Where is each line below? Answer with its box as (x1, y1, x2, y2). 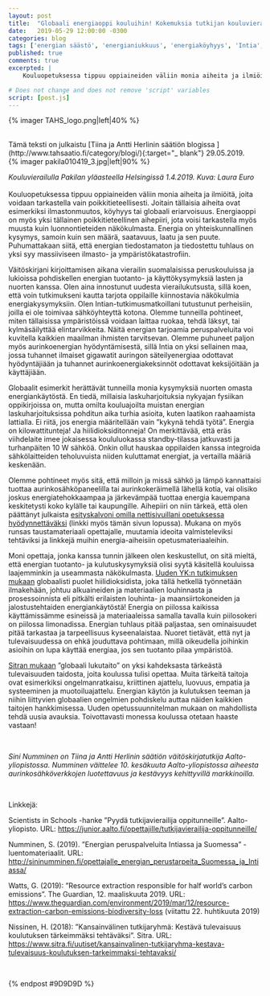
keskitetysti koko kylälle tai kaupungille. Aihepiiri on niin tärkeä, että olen (8, 501, 247, 511)
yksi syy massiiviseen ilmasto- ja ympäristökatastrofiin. (8, 249, 191, 259)
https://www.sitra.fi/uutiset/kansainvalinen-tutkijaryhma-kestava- (8, 939, 225, 949)
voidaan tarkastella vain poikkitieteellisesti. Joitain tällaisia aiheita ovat (8, 198, 241, 208)
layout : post (8, 11, 52, 20)
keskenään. (8, 460, 47, 470)
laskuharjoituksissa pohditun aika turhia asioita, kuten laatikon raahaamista (8, 409, 256, 418)
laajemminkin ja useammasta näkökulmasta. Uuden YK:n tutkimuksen (8, 568, 238, 578)
